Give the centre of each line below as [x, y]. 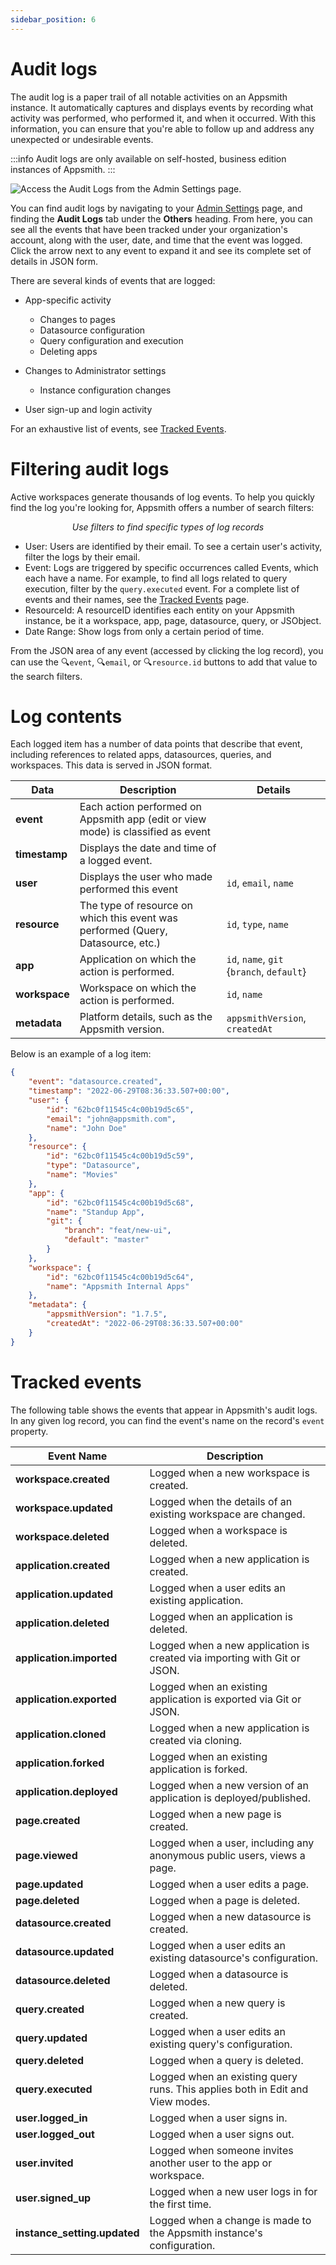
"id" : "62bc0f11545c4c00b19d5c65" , [120, 1109]
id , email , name [260, 883]
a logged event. [116, 861]
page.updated [49, 1884]
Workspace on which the [138, 988]
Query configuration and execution [111, 340]
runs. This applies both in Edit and [229, 2089]
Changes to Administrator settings [95, 370]
